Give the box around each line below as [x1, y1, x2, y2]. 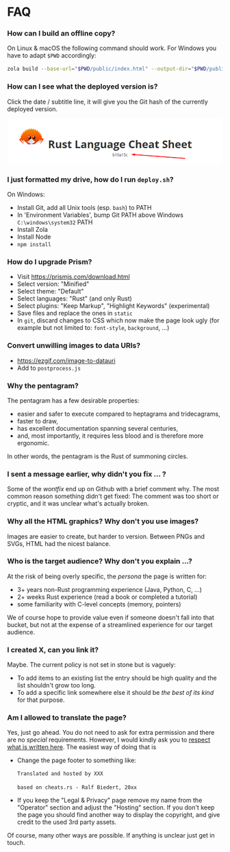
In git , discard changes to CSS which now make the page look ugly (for [16, 316, 220, 324]
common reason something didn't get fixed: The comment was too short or [7, 492, 219, 501]
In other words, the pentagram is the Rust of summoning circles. [7, 452, 188, 460]
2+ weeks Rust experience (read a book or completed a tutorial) [16, 593, 198, 601]
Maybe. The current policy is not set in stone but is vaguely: [7, 661, 176, 669]
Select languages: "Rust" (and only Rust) [16, 294, 132, 303]
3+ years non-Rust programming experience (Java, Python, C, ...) [16, 585, 202, 593]
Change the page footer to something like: [16, 756, 137, 765]
